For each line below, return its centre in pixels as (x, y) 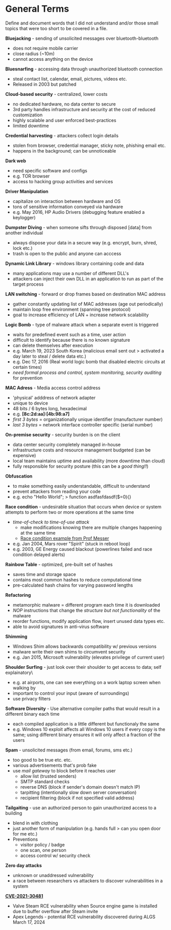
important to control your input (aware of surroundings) (71, 693)
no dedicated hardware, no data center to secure (64, 104)
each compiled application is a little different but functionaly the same (86, 724)
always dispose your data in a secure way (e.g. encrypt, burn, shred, (85, 242)
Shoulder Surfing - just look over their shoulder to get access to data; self (83, 667)
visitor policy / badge (42, 844)
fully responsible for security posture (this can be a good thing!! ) (81, 466)
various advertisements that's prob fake (55, 765)
